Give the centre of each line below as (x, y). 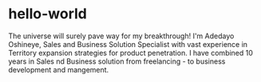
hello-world (48, 14)
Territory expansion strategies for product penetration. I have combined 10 (131, 53)
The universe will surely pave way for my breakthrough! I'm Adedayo (121, 36)
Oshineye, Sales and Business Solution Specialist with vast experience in (128, 44)
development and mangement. (59, 69)
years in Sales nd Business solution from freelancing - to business (117, 61)
